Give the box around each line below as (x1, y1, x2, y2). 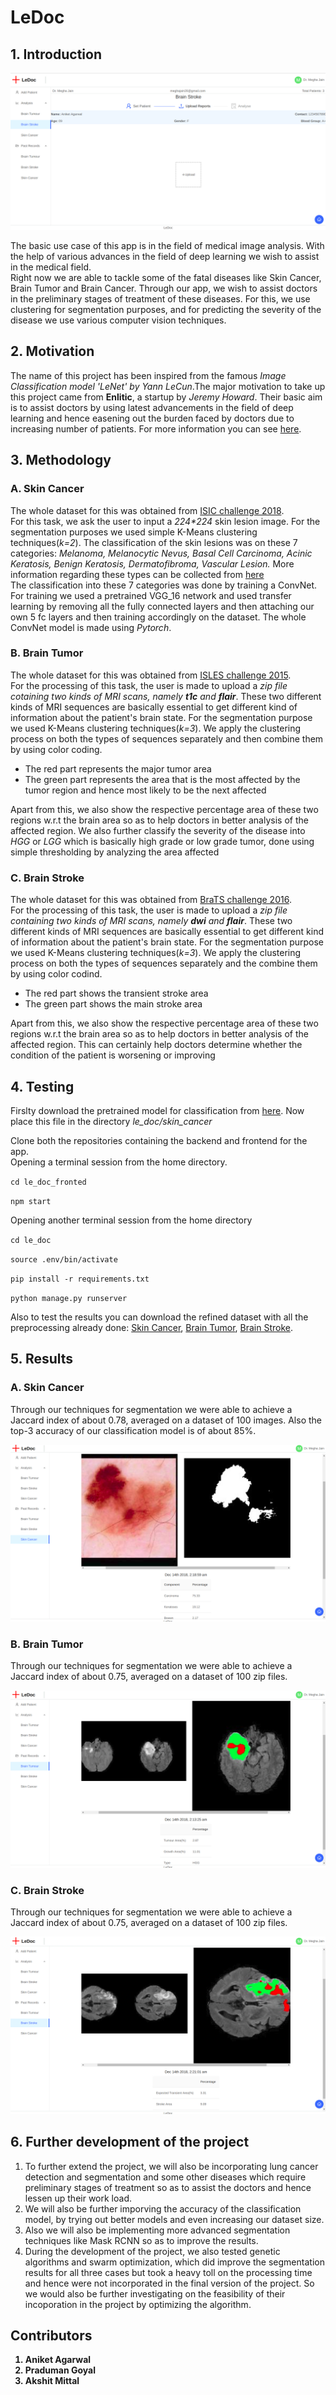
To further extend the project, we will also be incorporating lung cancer (24, 2160, 319, 2172)
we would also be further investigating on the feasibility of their (24, 2287, 286, 2300)
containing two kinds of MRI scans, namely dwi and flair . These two (10, 915, 293, 927)
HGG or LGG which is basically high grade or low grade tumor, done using (10, 835, 315, 847)
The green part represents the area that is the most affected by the (24, 773, 301, 785)
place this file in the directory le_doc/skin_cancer (10, 1115, 213, 1127)
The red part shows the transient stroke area (24, 987, 209, 1000)
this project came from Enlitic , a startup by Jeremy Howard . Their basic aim (10, 391, 323, 403)
